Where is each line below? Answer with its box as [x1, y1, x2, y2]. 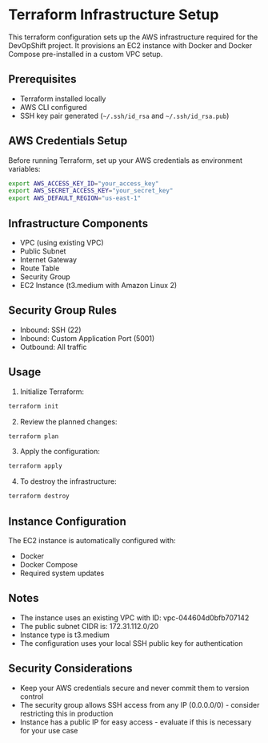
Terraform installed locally [19, 94, 106, 104]
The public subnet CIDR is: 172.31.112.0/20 [19, 621, 159, 631]
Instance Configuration [8, 514, 126, 528]
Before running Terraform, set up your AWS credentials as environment [8, 155, 242, 165]
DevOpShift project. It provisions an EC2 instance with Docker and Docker [8, 40, 253, 50]
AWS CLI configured [19, 102, 88, 112]
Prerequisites [8, 72, 77, 86]
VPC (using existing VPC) [19, 238, 104, 247]
